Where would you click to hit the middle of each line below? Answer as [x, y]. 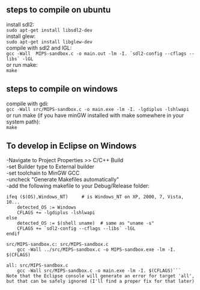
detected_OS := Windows [47, 207]
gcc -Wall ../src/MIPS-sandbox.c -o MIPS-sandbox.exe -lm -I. [96, 250]
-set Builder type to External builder [50, 167]
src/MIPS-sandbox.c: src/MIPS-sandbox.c [58, 244]
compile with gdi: [28, 103]
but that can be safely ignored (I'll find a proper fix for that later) [101, 282]
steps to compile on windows [62, 89]
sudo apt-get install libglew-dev [50, 42]
